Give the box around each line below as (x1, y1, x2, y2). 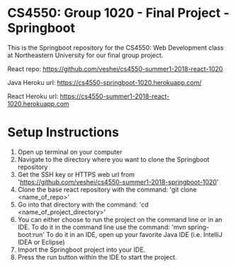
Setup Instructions (7, 124, 119, 141)
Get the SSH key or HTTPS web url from (17, 170, 135, 178)
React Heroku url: (7, 92, 59, 100)
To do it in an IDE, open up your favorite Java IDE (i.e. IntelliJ (45, 230, 223, 238)
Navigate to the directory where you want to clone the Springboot (17, 155, 210, 163)
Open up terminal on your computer (17, 147, 123, 156)
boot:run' (17, 230, 45, 238)
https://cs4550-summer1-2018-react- (60, 92, 170, 100)
